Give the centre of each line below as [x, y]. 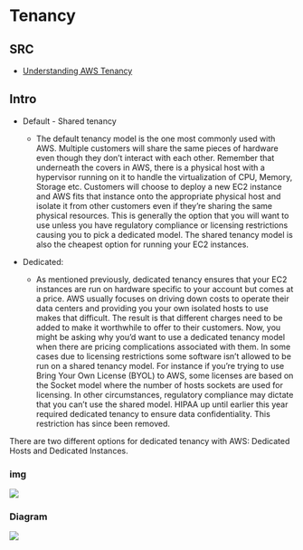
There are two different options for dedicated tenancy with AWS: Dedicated [150, 441]
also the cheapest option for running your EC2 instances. [142, 244]
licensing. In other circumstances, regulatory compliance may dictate [165, 394]
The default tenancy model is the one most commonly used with [156, 138]
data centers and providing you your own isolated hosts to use [152, 308]
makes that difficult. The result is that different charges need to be [159, 318]
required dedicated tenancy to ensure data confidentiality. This [153, 413]
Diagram [28, 517]
